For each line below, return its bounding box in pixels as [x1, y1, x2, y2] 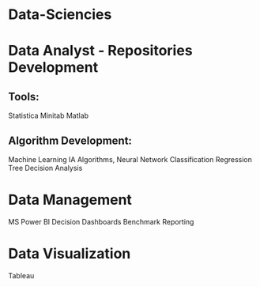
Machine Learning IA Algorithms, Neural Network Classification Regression [8, 155, 253, 164]
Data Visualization [8, 245, 131, 262]
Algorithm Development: [8, 134, 133, 147]
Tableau [8, 270, 35, 280]
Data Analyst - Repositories [8, 42, 193, 60]
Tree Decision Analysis [8, 164, 83, 172]
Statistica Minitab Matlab [8, 111, 89, 120]
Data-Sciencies [8, 6, 112, 24]
